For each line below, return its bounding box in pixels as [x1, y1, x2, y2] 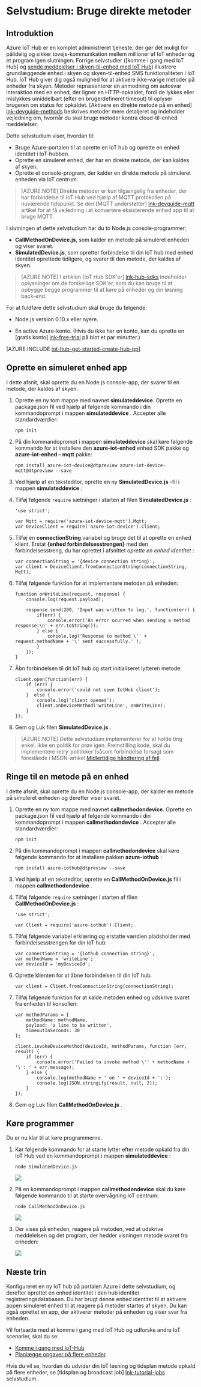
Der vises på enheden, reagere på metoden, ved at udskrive [14, 1225, 164, 1233]
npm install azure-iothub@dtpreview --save [14, 865, 126, 871]
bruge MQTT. [20, 213, 55, 220]
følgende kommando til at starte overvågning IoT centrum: [14, 1192, 159, 1199]
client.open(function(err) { [14, 676, 88, 682]
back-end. [20, 292, 47, 300]
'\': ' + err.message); [14, 1064, 75, 1070]
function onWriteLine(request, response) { [14, 591, 126, 597]
